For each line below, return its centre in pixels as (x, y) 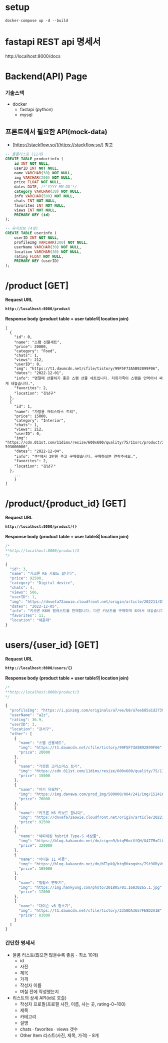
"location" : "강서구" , (32, 729)
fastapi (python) (36, 110)
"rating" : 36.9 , (26, 720)
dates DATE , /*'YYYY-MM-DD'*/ (46, 187)
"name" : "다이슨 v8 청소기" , (46, 906)
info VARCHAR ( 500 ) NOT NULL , (44, 196)
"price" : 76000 (34, 799)
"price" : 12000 (34, 892)
